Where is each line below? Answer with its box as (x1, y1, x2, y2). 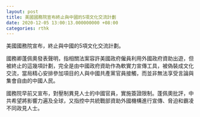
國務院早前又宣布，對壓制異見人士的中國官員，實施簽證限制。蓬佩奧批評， (6, 90, 189, 97)
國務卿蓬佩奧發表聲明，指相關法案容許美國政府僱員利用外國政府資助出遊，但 (6, 55, 194, 62)
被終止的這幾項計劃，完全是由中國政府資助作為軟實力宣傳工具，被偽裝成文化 (6, 62, 194, 69)
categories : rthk (6, 25, 49, 31)
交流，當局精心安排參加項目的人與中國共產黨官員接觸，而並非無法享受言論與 (6, 69, 194, 77)
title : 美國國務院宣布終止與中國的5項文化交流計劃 (6, 14, 117, 20)
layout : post (6, 8, 39, 15)
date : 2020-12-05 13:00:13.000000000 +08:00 (6, 20, 118, 26)
